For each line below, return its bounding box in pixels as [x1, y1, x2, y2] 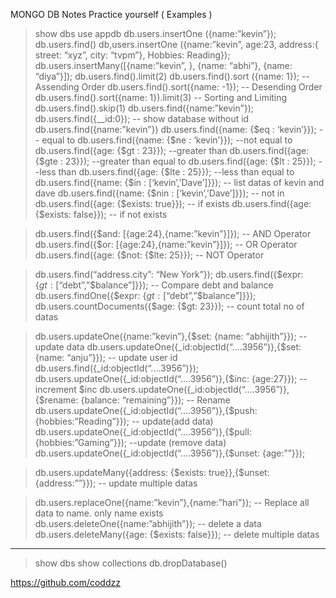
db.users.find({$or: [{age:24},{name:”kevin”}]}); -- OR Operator [34, 239, 298, 250]
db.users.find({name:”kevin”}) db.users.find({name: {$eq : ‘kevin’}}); [34, 124, 317, 135]
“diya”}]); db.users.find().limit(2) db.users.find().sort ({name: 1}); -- [34, 70, 310, 82]
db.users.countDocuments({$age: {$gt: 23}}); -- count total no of [34, 300, 305, 312]
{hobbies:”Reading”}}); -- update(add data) [34, 415, 214, 427]
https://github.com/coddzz [10, 577, 121, 588]
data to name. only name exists [34, 507, 164, 519]
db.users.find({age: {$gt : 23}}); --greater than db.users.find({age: [34, 145, 310, 156]
